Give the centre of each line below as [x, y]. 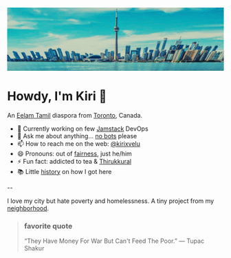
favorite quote [48, 226]
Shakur [34, 248]
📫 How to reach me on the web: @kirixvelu [79, 143]
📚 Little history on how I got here [64, 171]
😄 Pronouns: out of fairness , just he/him [74, 153]
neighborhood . [28, 208]
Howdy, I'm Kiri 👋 [57, 96]
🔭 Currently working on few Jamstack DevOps [83, 129]
